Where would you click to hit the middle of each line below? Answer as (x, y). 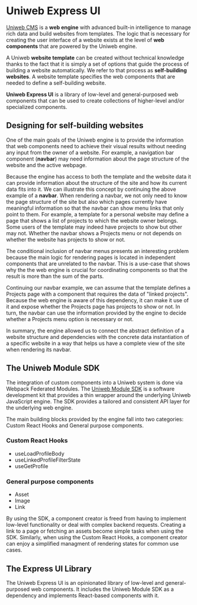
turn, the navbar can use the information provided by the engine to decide (96, 313)
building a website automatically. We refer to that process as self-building (97, 70)
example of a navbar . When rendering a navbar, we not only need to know (97, 195)
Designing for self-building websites (75, 126)
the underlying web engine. (39, 408)
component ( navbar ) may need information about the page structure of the (98, 159)
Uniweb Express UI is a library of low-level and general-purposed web (92, 94)
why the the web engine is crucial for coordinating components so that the (97, 270)
